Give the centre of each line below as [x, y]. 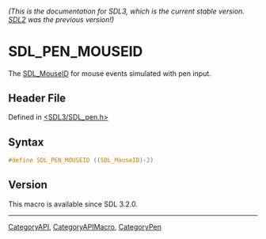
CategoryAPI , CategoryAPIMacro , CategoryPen [85, 226]
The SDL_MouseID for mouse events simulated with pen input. [110, 73]
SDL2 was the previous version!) [61, 19]
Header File [37, 98]
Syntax [26, 142]
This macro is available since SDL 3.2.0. [73, 204]
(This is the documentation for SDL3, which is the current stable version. [127, 11]
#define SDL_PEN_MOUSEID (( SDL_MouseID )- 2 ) [81, 161]
